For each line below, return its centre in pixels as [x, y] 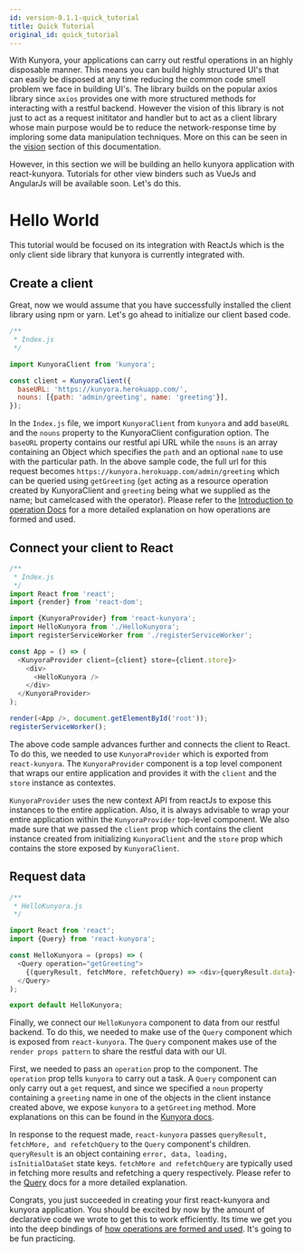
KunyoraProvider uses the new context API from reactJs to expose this [140, 800]
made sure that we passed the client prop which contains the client [137, 829]
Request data [47, 877]
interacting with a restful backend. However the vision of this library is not [147, 109]
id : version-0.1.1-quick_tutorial [75, 18]
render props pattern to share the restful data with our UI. [118, 1051]
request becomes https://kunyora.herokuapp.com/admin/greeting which [145, 471]
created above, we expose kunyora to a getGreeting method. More [133, 1107]
